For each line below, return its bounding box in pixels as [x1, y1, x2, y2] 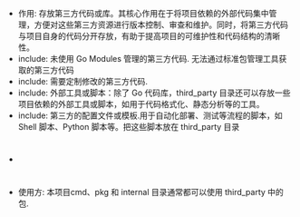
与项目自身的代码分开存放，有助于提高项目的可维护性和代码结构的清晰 [17, 31, 281, 41]
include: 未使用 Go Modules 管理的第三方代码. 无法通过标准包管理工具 [17, 54, 279, 64]
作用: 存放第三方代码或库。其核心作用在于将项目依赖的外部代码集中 [17, 8, 269, 18]
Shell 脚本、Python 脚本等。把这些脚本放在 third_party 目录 [17, 122, 240, 132]
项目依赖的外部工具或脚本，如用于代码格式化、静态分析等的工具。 [17, 99, 265, 109]
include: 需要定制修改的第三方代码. [17, 76, 148, 86]
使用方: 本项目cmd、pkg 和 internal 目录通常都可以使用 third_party [17, 187, 266, 198]
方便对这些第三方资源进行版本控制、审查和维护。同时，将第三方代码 [34, 19, 288, 30]
